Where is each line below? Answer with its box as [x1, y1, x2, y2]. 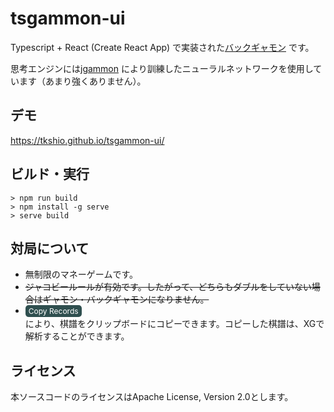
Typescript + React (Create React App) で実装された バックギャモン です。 [10, 41, 315, 53]
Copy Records [28, 306, 79, 317]
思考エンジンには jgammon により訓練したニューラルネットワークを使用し [10, 62, 314, 74]
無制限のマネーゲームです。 [24, 268, 138, 281]
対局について [10, 240, 90, 257]
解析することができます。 [24, 330, 130, 342]
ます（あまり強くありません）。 [18, 75, 147, 87]
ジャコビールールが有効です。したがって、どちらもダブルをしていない [24, 281, 312, 293]
